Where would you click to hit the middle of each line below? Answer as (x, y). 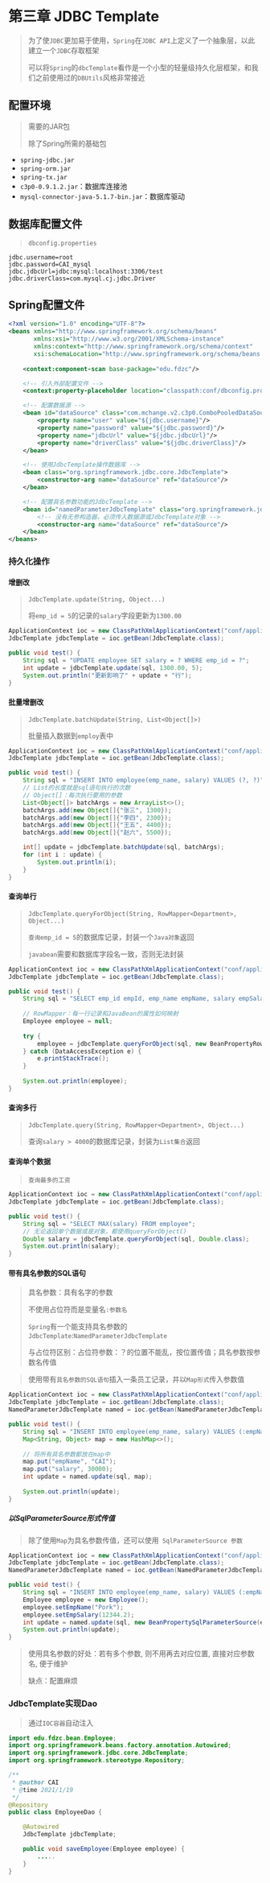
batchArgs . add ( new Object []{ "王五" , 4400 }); (97, 825)
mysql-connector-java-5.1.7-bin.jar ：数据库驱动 (102, 196)
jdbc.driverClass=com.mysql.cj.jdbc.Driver (82, 279)
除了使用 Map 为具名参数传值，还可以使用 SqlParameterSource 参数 (135, 1540)
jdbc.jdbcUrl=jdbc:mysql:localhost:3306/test (86, 271)
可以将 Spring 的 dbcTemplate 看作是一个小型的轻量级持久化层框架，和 (139, 67)
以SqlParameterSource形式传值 (62, 1518)
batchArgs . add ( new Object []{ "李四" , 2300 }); (97, 818)
